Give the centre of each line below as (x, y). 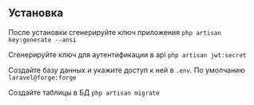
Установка (36, 13)
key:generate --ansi (43, 40)
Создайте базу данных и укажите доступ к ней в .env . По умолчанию (127, 70)
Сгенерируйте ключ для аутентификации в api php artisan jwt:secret (127, 54)
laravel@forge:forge (43, 78)
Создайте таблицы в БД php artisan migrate (84, 92)
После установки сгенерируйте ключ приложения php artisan (115, 32)
